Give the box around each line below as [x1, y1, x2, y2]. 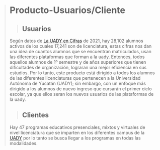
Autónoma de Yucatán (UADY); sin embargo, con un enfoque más [9, 80, 146, 86]
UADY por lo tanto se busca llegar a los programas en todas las [9, 135, 141, 141]
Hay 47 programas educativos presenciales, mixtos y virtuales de [9, 124, 145, 130]
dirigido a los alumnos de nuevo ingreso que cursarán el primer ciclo [9, 86, 152, 92]
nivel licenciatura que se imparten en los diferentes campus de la [9, 129, 145, 135]
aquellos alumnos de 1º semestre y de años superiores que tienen [9, 59, 146, 65]
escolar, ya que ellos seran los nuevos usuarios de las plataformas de [9, 91, 154, 97]
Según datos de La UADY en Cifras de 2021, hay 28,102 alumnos [9, 38, 144, 44]
